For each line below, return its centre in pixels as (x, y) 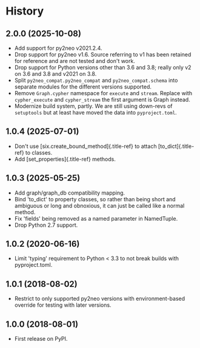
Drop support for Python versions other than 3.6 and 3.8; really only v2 (103, 67)
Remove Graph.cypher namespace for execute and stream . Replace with (103, 93)
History (25, 11)
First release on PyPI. (41, 339)
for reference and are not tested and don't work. (75, 61)
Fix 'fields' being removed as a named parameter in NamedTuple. (96, 218)
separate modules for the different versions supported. (83, 87)
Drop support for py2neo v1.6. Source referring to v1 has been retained (103, 55)
